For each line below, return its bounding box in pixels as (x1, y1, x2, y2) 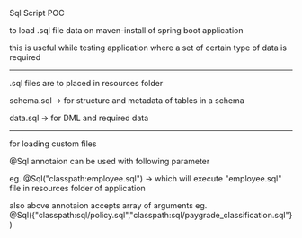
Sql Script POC (9, 8, 65, 18)
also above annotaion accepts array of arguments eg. (9, 200, 208, 210)
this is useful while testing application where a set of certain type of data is (9, 42, 288, 53)
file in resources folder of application (9, 183, 146, 193)
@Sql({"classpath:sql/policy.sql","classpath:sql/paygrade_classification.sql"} (9, 210, 293, 220)
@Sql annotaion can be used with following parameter (9, 156, 210, 166)
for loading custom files (9, 138, 97, 149)
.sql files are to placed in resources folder (9, 78, 164, 88)
